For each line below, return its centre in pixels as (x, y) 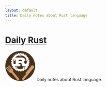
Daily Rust (26, 40)
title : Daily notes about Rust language (46, 15)
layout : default (21, 10)
